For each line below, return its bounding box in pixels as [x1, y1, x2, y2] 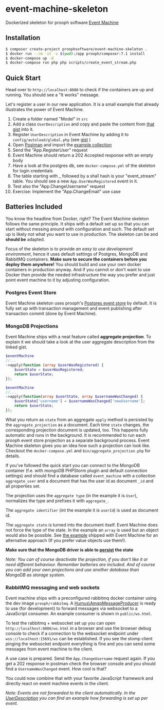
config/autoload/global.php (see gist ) [12, 137, 91, 142]
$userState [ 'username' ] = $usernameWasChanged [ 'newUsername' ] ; [14, 399, 146, 404]
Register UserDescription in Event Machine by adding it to [12, 132, 129, 138]
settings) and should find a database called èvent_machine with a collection [5, 472, 156, 479]
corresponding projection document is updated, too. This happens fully [5, 427, 148, 433]
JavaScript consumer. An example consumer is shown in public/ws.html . [5, 611, 152, 617]
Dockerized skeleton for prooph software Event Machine [5, 20, 119, 25]
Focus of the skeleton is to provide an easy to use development [5, 245, 133, 252]
